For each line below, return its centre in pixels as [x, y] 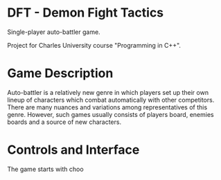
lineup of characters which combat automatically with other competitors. [111, 100]
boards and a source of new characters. [64, 122]
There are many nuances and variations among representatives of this [107, 107]
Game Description [60, 73]
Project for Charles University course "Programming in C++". [94, 45]
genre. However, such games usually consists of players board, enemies [110, 114]
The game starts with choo [46, 169]
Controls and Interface [73, 150]
